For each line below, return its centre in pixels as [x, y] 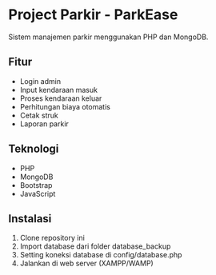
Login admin [40, 81]
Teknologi [34, 149]
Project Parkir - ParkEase [93, 15]
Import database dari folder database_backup [95, 246]
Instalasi [30, 219]
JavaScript [38, 193]
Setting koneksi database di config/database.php [101, 255]
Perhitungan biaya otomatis [65, 106]
